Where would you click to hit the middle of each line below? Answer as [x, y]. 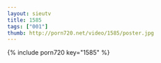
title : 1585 [24, 20]
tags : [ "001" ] [28, 26]
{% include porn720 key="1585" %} [59, 53]
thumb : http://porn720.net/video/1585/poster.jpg [81, 33]
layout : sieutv [29, 13]
